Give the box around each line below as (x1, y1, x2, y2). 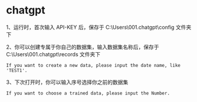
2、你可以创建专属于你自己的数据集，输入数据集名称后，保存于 (6, 43, 159, 50)
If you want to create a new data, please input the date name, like (6, 62, 181, 68)
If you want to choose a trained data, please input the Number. (6, 90, 170, 96)
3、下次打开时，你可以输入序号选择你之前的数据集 (6, 79, 129, 86)
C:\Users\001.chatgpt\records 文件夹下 (6, 50, 101, 57)
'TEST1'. (6, 67, 28, 73)
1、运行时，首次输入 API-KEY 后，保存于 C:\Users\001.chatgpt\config (6, 23, 175, 30)
